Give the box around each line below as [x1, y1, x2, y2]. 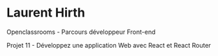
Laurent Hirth [6, 5, 85, 21]
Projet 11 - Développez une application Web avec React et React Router [6, 41, 211, 49]
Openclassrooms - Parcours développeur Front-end [6, 28, 156, 36]
